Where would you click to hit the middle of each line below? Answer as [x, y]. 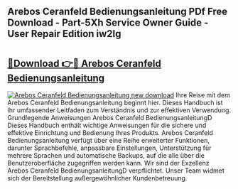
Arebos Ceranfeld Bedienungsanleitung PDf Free [118, 12]
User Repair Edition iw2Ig [64, 34]
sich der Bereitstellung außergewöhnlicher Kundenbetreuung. [97, 178]
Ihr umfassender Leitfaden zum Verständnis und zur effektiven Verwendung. [119, 110]
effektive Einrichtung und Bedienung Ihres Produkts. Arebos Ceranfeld [110, 133]
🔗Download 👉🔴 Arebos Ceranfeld [85, 63]
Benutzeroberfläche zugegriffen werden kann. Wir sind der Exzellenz [108, 163]
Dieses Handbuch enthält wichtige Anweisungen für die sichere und [107, 125]
